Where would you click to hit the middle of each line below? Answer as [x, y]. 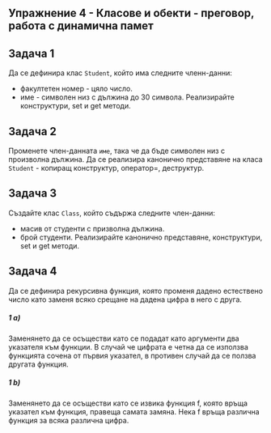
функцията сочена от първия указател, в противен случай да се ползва [132, 355]
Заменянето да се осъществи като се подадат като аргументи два [124, 338]
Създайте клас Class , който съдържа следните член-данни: [112, 213]
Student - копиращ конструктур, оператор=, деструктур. [106, 168]
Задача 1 [32, 53]
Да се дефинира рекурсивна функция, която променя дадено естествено [135, 291]
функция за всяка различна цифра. [69, 420]
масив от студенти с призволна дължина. [92, 228]
